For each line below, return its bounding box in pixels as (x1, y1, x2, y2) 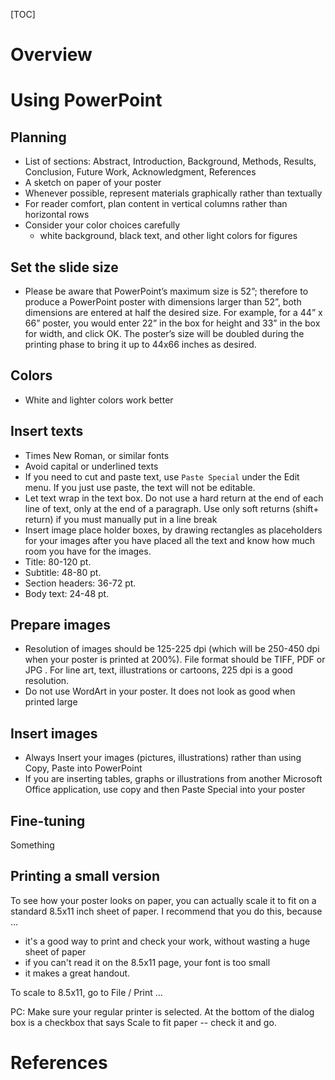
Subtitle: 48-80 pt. (24, 566, 102, 578)
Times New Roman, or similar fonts (24, 449, 170, 461)
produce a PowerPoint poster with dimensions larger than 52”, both (24, 296, 302, 308)
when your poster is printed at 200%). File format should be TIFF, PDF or (24, 654, 326, 666)
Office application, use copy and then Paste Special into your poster (24, 784, 306, 796)
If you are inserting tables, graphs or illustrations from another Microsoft (24, 773, 323, 785)
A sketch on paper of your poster (24, 177, 162, 189)
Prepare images (10, 617, 111, 634)
